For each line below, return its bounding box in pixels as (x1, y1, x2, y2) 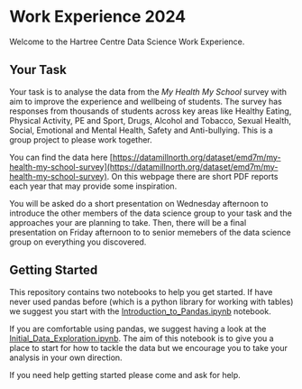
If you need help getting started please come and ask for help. (9, 369, 241, 380)
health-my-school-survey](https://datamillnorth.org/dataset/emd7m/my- (9, 161, 279, 172)
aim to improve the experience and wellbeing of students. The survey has (9, 96, 282, 107)
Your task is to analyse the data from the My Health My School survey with (9, 86, 287, 97)
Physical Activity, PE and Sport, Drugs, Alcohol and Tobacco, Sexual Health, (9, 115, 291, 125)
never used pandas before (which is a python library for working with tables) (9, 296, 294, 307)
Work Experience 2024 (9, 6, 187, 27)
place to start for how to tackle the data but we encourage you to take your (9, 342, 288, 353)
